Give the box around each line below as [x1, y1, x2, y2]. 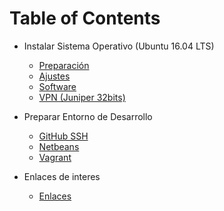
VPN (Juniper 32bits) [38, 91, 126, 103]
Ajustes [38, 70, 71, 82]
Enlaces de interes [23, 170, 101, 182]
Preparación [38, 59, 90, 71]
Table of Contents [9, 7, 161, 30]
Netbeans [38, 140, 80, 152]
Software [38, 80, 77, 92]
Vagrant [38, 151, 72, 163]
